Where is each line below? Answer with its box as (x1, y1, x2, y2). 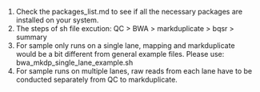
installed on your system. (15, 15, 99, 25)
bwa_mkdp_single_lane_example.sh (15, 58, 134, 67)
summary (15, 32, 48, 42)
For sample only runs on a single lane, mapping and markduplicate (15, 41, 235, 50)
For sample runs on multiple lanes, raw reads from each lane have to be (15, 66, 253, 75)
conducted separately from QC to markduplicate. (15, 75, 178, 84)
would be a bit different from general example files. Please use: (15, 50, 225, 58)
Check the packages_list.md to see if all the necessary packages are (15, 7, 242, 16)
